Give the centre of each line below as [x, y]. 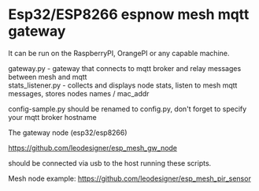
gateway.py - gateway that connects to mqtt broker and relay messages [125, 68]
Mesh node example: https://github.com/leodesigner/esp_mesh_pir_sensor [130, 178]
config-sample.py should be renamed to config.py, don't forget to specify [128, 109]
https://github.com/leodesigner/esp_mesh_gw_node [93, 148]
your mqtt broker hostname [52, 117]
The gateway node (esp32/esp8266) [68, 133]
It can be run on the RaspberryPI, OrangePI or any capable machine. [119, 53]
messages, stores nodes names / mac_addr [79, 93]
